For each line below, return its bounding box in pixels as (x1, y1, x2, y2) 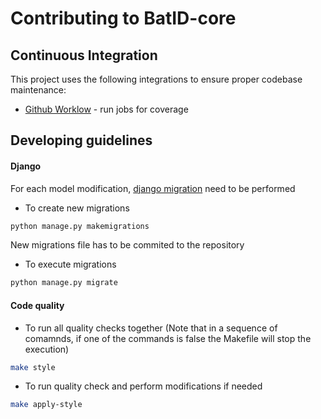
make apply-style (10, 400, 83, 410)
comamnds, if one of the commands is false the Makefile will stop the (24, 332, 312, 344)
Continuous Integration (10, 47, 158, 64)
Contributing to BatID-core (10, 7, 237, 30)
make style (10, 362, 56, 372)
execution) (24, 343, 70, 355)
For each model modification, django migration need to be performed (10, 182, 296, 194)
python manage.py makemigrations (10, 221, 150, 231)
